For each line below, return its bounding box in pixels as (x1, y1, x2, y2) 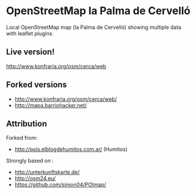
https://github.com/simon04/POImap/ (14, 181, 106, 188)
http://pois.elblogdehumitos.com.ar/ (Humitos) (14, 146, 128, 153)
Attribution (6, 119, 47, 129)
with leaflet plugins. (6, 29, 54, 37)
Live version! (6, 47, 55, 57)
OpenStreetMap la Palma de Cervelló (6, 4, 191, 18)
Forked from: (6, 134, 38, 142)
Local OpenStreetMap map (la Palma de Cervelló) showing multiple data (6, 24, 181, 31)
